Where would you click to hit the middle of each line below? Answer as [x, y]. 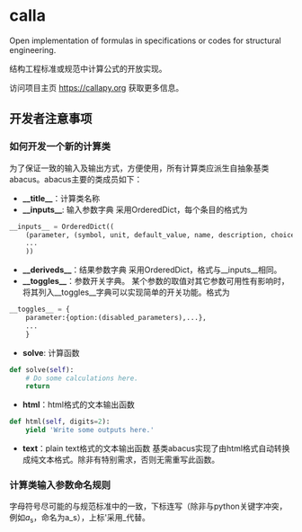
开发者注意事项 [51, 119]
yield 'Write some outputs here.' [90, 430]
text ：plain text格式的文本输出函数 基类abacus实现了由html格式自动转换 [156, 448]
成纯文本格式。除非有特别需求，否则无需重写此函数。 [121, 460]
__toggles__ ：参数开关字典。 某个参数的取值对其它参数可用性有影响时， [155, 281]
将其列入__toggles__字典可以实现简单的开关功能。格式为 [126, 292]
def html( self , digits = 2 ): [60, 422]
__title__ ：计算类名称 [61, 198]
